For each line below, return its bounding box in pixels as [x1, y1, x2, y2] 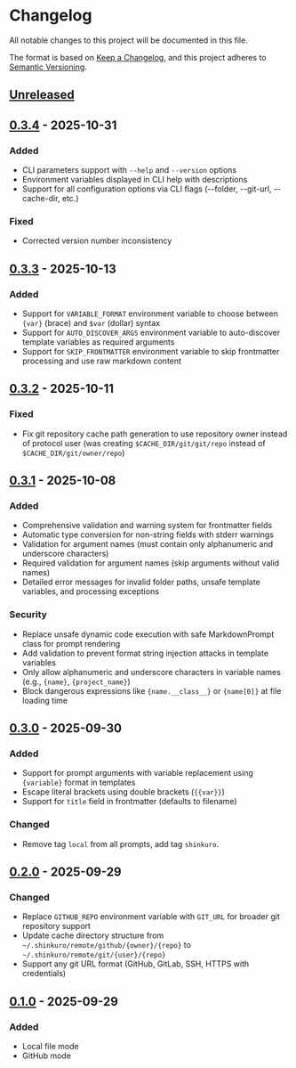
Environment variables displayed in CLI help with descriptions [21, 175, 248, 185]
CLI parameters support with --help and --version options [21, 165, 237, 175]
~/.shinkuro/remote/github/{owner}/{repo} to [21, 940, 191, 950]
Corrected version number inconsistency [21, 235, 172, 246]
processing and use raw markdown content [21, 355, 182, 366]
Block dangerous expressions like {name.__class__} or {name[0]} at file [21, 685, 282, 696]
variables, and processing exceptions [21, 586, 160, 597]
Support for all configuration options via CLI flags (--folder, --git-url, [21, 183, 272, 194]
